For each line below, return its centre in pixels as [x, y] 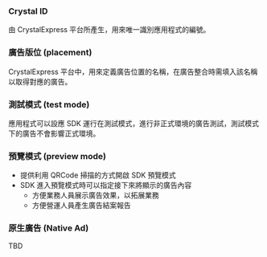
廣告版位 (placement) [50, 52]
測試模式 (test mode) [49, 104]
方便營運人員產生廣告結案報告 [81, 206]
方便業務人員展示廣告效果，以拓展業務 [95, 195]
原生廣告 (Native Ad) [49, 228]
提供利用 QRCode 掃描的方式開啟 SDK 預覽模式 [98, 175]
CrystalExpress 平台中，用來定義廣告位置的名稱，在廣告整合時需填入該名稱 [133, 71]
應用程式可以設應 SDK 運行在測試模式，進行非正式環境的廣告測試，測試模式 [134, 123]
